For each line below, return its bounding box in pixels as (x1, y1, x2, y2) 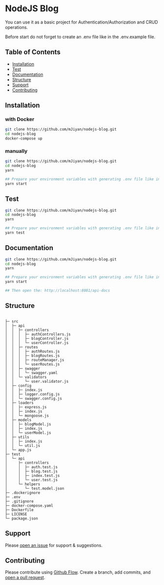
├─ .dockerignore (5, 490, 41, 495)
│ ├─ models (5, 417, 32, 422)
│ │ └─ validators (5, 374, 47, 379)
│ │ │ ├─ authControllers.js (5, 331, 71, 337)
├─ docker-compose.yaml (5, 503, 54, 508)
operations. (5, 24, 28, 30)
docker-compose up (5, 136, 42, 141)
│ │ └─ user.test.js (5, 477, 58, 482)
